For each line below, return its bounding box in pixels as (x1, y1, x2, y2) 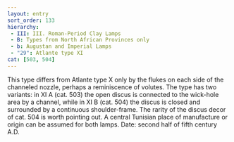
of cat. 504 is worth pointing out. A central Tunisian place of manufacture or (7, 112, 228, 121)
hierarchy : (7, 23, 39, 30)
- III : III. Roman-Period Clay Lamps (10, 30, 121, 37)
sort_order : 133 (7, 17, 55, 24)
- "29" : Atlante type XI (10, 50, 83, 57)
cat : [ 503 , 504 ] (7, 56, 55, 63)
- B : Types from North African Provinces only (10, 37, 150, 44)
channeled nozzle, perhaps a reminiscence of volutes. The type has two (7, 82, 217, 91)
